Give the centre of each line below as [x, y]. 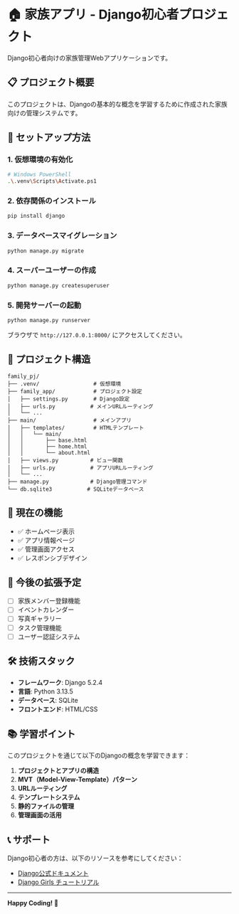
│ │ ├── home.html [47, 446]
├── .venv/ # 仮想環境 [64, 384]
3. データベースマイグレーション [62, 235]
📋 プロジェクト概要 [51, 83]
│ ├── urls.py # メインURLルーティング [81, 406]
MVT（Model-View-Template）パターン [77, 780]
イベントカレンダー [46, 610]
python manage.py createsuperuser [59, 285]
